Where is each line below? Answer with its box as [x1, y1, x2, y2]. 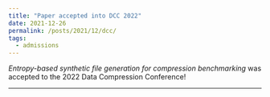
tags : [8, 34, 27, 42]
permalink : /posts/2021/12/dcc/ [8, 26, 117, 34]
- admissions [15, 42, 59, 50]
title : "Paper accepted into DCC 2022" [8, 11, 142, 20]
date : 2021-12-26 [8, 19, 67, 27]
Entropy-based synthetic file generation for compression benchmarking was [8, 63, 262, 73]
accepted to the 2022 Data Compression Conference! [8, 72, 186, 82]
